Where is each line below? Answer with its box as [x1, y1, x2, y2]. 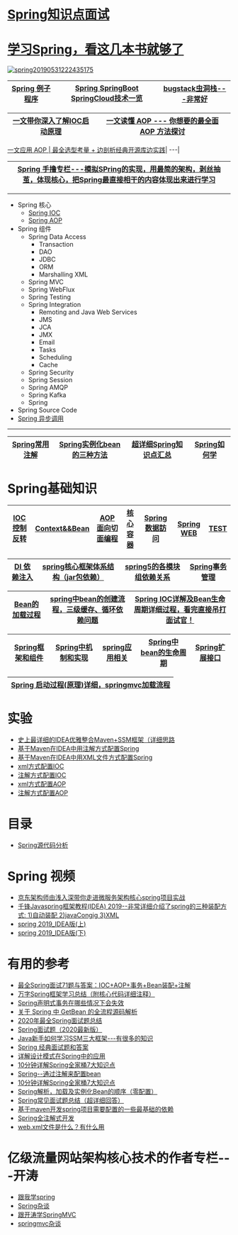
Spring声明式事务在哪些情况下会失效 [17, 998, 125, 1007]
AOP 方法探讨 [139, 127, 186, 137]
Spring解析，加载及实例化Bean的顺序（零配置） [17, 1087, 158, 1095]
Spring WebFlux [28, 285, 76, 294]
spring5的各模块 [125, 561, 181, 571]
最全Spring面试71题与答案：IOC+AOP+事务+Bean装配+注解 [17, 980, 191, 989]
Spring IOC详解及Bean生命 [134, 594, 225, 604]
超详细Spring [131, 440, 176, 449]
